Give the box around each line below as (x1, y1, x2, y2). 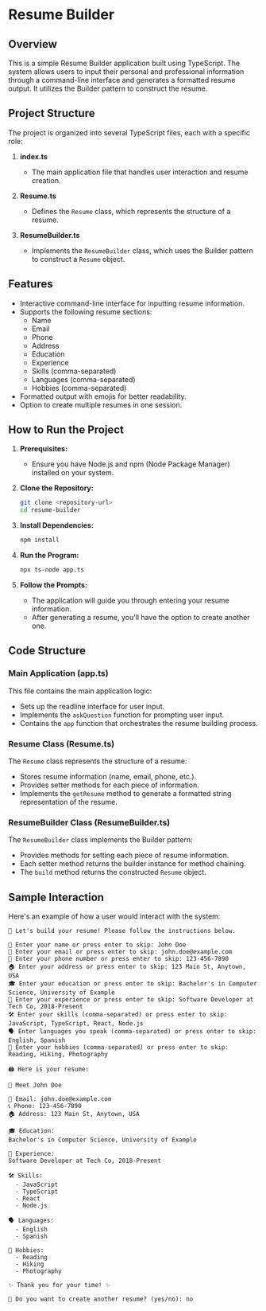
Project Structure (8, 107, 95, 120)
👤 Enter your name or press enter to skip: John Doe (8, 941, 187, 949)
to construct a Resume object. (31, 254, 125, 263)
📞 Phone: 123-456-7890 (8, 1102, 82, 1110)
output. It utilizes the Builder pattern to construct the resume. (8, 84, 208, 93)
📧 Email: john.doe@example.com (8, 1095, 112, 1103)
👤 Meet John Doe (8, 1081, 62, 1090)
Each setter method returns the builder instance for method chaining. (19, 859, 246, 868)
